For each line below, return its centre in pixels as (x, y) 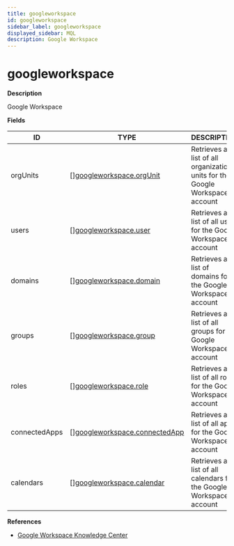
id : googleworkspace (37, 20)
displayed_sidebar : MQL (42, 33)
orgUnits (25, 175)
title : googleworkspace (42, 14)
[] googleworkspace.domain (115, 281)
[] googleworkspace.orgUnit (115, 175)
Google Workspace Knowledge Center (72, 535)
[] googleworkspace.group (112, 336)
